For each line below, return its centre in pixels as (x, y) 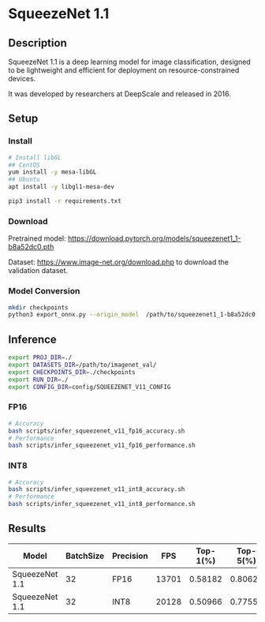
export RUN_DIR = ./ (38, 380)
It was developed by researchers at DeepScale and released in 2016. (119, 94)
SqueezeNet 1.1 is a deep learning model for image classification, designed (129, 62)
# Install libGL (35, 157)
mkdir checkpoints (38, 307)
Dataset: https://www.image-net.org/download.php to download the (119, 262)
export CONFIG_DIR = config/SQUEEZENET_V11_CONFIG (90, 387)
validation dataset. (38, 271)
